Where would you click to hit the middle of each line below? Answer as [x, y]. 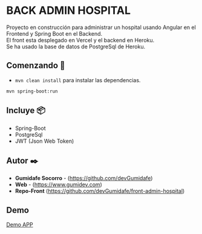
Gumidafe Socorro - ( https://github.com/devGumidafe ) [84, 178]
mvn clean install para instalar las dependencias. [78, 80]
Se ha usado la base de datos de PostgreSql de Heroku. [76, 47]
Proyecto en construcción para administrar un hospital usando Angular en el [101, 27]
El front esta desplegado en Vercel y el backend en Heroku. [80, 40]
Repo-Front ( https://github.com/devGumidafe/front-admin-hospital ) [100, 191]
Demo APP [20, 225]
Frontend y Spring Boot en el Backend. [54, 33]
